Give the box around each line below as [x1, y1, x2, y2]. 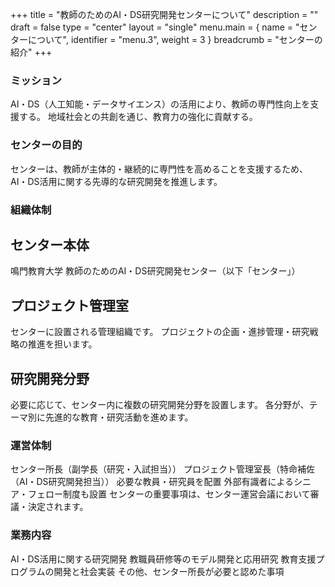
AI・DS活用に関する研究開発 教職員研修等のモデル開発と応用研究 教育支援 [10, 553, 317, 565]
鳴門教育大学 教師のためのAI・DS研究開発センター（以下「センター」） [10, 265, 301, 277]
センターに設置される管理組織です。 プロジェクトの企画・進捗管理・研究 [10, 326, 310, 338]
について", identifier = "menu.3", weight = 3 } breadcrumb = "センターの [27, 34, 323, 45]
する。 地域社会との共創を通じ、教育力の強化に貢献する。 [18, 111, 258, 123]
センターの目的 [10, 138, 83, 152]
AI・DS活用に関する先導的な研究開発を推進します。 [10, 175, 223, 187]
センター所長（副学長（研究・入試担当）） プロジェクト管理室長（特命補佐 [10, 463, 315, 475]
